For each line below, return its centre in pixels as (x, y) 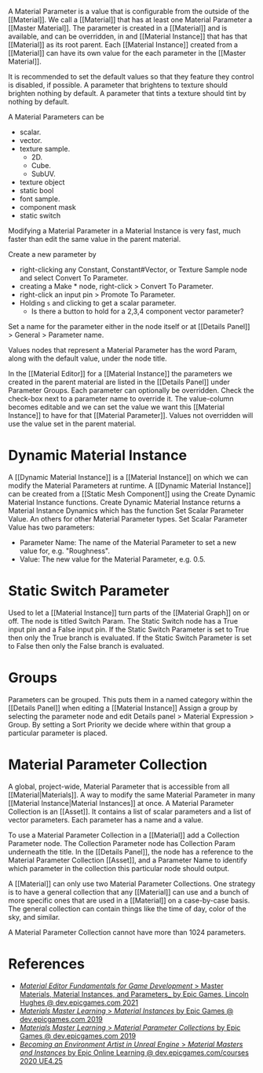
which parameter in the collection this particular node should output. (119, 868)
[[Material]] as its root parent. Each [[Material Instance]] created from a (123, 45)
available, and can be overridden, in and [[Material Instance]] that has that (128, 36)
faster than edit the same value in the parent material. (95, 239)
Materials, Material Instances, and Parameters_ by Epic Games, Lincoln (134, 994)
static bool (37, 190)
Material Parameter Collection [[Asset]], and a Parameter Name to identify (128, 860)
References (46, 963)
